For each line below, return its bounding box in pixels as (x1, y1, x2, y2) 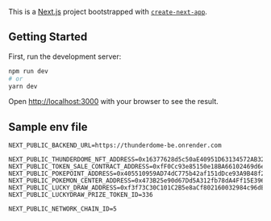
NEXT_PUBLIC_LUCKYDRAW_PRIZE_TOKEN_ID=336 (8, 191, 153, 199)
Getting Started (8, 30, 88, 44)
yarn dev (8, 82, 38, 90)
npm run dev (8, 67, 48, 75)
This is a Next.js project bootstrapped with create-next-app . (8, 7, 208, 16)
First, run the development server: (8, 52, 122, 61)
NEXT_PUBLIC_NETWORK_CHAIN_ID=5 (8, 205, 117, 213)
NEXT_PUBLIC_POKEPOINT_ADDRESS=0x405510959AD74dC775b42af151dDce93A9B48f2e (8, 169, 269, 178)
